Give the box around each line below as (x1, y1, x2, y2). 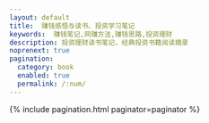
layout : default (9, 12, 70, 22)
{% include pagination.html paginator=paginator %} (9, 103, 200, 114)
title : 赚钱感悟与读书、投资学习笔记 (9, 21, 135, 30)
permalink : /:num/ (17, 79, 87, 88)
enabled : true (17, 71, 70, 80)
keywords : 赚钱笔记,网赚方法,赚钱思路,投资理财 (9, 29, 173, 38)
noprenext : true (9, 46, 70, 55)
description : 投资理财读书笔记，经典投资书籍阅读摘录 (9, 37, 189, 47)
